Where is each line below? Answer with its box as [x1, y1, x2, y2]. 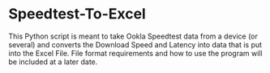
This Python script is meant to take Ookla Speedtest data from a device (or [8, 31, 258, 41]
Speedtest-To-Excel [8, 5, 146, 23]
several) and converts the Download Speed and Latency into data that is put [8, 39, 262, 49]
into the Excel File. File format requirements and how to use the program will [8, 48, 263, 58]
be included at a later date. [8, 57, 98, 67]
